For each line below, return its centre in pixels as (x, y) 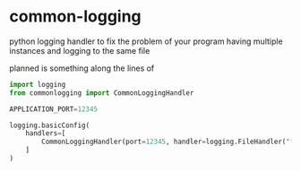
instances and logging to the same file (80, 50)
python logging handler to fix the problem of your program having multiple (146, 41)
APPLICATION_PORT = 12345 (54, 109)
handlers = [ (46, 133)
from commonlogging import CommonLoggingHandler (102, 93)
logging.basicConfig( (50, 125)
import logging (38, 84)
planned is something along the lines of (82, 68)
